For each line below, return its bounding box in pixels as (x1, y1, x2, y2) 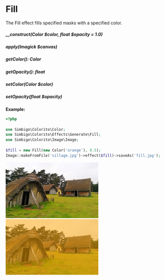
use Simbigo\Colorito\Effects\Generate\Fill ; (5, 132, 101, 137)
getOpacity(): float (5, 68, 45, 75)
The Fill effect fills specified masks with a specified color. (5, 20, 123, 26)
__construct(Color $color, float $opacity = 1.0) (5, 31, 103, 37)
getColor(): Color (5, 56, 41, 62)
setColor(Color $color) (5, 81, 53, 87)
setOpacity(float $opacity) (5, 94, 62, 100)
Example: (5, 106, 26, 112)
